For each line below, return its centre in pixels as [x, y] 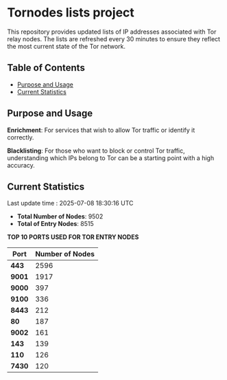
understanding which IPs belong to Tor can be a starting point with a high [111, 158]
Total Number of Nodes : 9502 [60, 216]
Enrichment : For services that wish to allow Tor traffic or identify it [101, 130]
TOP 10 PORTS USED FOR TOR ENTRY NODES [73, 237]
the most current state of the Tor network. [66, 46]
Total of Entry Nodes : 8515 [55, 224]
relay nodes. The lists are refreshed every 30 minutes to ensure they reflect [114, 38]
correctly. [21, 137]
